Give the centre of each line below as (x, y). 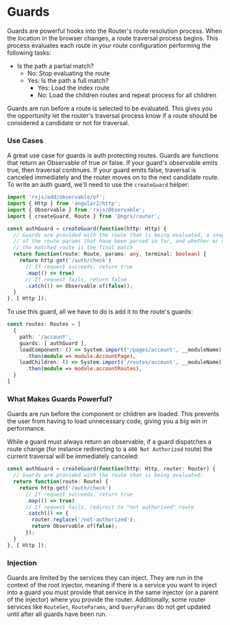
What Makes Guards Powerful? (60, 399)
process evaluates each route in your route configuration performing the (109, 45)
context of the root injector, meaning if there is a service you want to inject (112, 585)
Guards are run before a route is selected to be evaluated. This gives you (110, 108)
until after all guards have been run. (57, 614)
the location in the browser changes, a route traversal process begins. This (113, 38)
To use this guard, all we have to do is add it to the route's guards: (100, 311)
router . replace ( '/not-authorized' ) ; (84, 520)
